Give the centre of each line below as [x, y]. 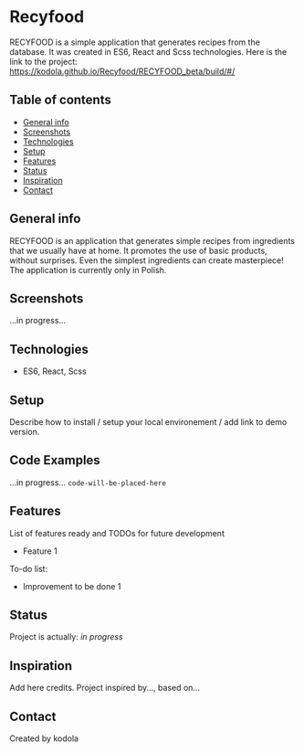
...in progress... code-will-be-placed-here [88, 483]
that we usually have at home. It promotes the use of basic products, [138, 250]
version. [25, 432]
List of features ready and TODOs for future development [117, 533]
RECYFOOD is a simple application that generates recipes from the [135, 42]
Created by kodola [44, 738]
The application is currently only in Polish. [88, 270]
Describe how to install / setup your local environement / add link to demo [148, 422]
